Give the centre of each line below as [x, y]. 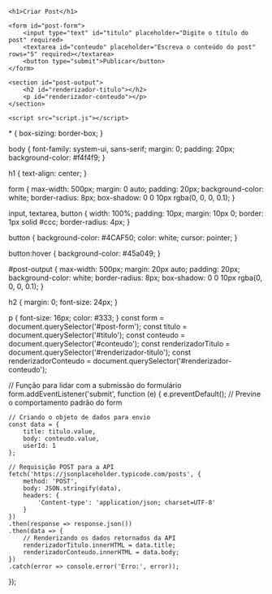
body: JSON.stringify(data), [72, 489]
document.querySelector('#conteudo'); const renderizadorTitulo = [119, 344]
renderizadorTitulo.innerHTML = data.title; [99, 545]
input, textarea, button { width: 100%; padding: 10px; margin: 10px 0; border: [136, 213]
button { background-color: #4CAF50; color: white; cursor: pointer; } [123, 238]
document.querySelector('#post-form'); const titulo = [98, 326]
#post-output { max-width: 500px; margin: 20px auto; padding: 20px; [125, 269]
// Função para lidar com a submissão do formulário [95, 385]
